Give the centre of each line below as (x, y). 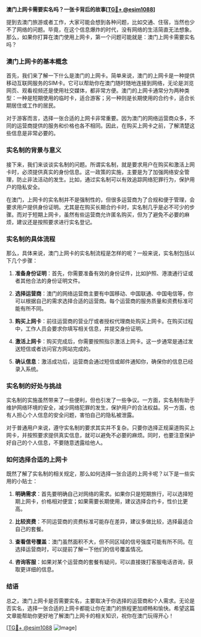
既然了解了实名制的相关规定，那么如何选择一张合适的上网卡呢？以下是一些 (98, 474)
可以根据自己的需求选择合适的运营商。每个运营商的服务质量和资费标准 (101, 301)
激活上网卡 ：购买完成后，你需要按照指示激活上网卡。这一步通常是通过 (101, 341)
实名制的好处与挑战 (34, 386)
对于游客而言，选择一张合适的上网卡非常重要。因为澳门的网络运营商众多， (98, 118)
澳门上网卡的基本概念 (37, 61)
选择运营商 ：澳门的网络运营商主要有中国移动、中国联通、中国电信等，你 (104, 293)
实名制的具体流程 (31, 239)
